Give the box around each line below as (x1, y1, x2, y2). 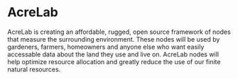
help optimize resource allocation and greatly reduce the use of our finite (7, 57, 221, 66)
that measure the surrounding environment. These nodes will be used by (7, 35, 220, 43)
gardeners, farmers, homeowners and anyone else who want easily (7, 42, 205, 51)
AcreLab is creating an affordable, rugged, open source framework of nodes (7, 28, 231, 36)
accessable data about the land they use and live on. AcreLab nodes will (7, 50, 219, 59)
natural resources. (7, 65, 61, 73)
